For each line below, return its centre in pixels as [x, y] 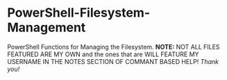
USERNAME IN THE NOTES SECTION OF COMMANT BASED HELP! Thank [113, 61]
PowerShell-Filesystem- [79, 13]
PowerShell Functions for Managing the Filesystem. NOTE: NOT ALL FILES [113, 47]
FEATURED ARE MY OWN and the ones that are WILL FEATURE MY [103, 54]
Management [47, 27]
